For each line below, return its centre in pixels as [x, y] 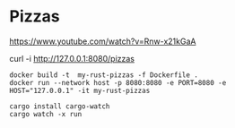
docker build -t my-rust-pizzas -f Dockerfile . [104, 75]
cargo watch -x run [46, 114]
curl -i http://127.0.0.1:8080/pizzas [72, 58]
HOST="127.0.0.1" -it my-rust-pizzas [80, 90]
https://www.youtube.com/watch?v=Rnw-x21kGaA [103, 41]
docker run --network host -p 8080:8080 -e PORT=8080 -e [118, 82]
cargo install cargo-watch [60, 106]
